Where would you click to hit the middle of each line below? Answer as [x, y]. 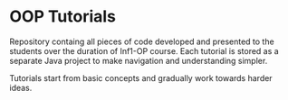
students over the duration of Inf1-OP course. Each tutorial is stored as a [144, 50]
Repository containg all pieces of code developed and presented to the [142, 41]
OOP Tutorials [62, 17]
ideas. [21, 87]
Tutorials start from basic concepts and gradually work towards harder [141, 77]
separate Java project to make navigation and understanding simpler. [139, 60]
